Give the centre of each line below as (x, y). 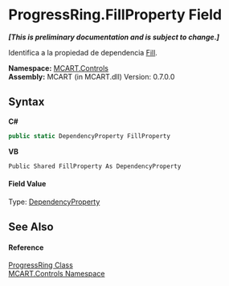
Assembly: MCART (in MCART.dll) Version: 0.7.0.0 (92, 76)
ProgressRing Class (41, 265)
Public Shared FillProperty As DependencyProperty (95, 166)
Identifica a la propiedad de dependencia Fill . (83, 52)
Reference (26, 247)
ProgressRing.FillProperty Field (115, 15)
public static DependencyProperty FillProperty (90, 136)
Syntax (27, 102)
